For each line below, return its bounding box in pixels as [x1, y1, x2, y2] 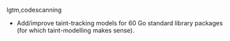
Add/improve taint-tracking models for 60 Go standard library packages [16, 19, 224, 27]
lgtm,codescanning [6, 6, 62, 14]
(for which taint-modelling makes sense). [16, 27, 135, 34]
